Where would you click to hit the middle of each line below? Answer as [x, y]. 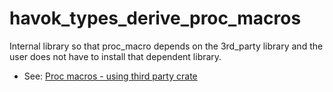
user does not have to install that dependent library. [115, 56]
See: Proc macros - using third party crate [110, 76]
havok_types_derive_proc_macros [155, 18]
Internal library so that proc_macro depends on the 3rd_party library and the [166, 46]
